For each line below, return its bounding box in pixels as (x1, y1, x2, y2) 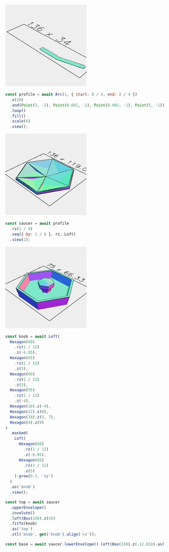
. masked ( (10, 431, 28, 436)
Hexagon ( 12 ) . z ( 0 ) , (10, 409, 49, 414)
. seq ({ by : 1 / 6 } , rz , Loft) (10, 231, 76, 236)
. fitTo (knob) (10, 521, 38, 527)
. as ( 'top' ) (10, 527, 33, 532)
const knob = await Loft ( (5, 334, 60, 339)
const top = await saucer (5, 500, 60, 505)
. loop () (10, 108, 26, 113)
